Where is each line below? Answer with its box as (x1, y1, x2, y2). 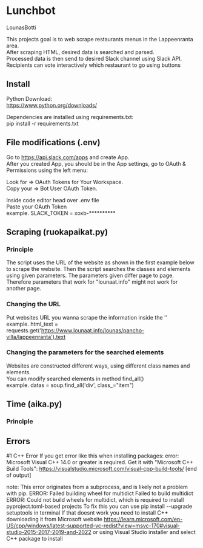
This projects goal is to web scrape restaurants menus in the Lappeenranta (6, 35, 194, 43)
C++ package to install (6, 535, 63, 542)
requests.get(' (6, 326, 42, 334)
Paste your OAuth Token (6, 203, 67, 210)
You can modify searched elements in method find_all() (6, 375, 144, 382)
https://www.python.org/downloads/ (6, 101, 98, 109)
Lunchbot (6, 4, 56, 18)
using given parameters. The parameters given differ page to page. (6, 272, 174, 279)
